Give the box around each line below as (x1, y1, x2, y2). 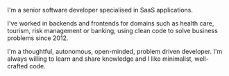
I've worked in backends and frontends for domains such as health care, (7, 19, 214, 27)
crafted (7, 62, 28, 70)
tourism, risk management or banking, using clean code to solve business (7, 27, 219, 35)
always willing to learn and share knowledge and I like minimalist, (7, 55, 193, 63)
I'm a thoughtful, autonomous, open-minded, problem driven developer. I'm (7, 48, 223, 55)
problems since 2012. (7, 34, 69, 42)
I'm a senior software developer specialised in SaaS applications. (7, 6, 193, 14)
